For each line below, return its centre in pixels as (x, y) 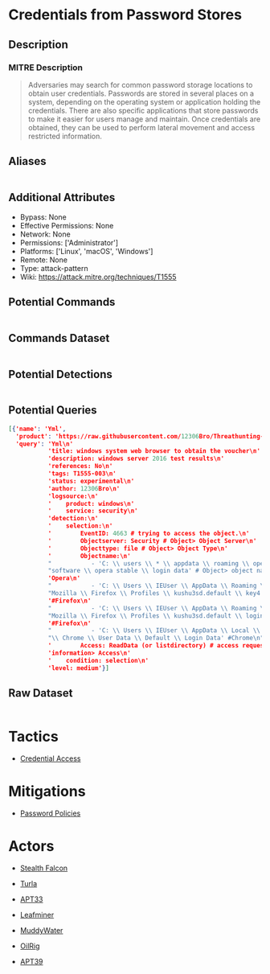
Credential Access (50, 758)
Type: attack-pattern (54, 268)
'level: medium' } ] (79, 668)
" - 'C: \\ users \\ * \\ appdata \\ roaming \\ (149, 563)
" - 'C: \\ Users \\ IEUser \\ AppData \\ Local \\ (154, 631)
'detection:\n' (73, 519)
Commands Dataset (59, 338)
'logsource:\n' (73, 496)
